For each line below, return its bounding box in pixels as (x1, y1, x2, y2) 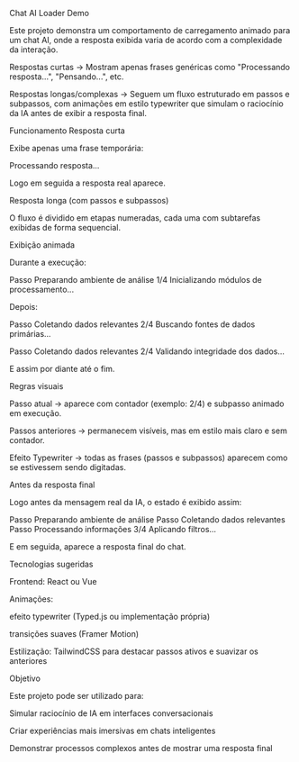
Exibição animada (9, 240, 75, 250)
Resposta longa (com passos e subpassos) (9, 195, 169, 205)
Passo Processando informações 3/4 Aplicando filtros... (9, 524, 217, 534)
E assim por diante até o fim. (9, 364, 115, 374)
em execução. (9, 408, 62, 418)
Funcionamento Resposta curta (9, 125, 126, 136)
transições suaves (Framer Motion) (9, 629, 140, 639)
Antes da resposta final (9, 479, 95, 490)
